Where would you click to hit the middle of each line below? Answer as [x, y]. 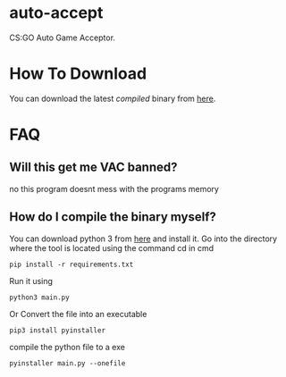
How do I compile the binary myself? [113, 217]
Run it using [31, 281]
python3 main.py [39, 297]
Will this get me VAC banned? [93, 168]
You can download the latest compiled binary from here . [113, 98]
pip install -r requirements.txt [71, 264]
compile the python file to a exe [67, 347]
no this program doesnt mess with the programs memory [114, 188]
